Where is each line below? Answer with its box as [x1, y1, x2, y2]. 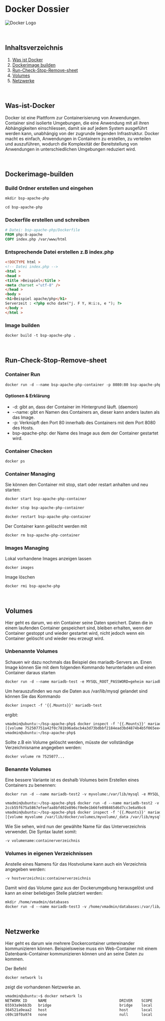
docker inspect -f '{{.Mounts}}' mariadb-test [5, 703, 102, 708]
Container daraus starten [5, 669, 55, 675]
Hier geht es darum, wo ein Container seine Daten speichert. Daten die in [5, 620, 153, 626]
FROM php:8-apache [5, 232, 43, 237]
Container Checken [5, 447, 53, 454]
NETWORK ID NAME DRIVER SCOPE [5, 998, 153, 1003]
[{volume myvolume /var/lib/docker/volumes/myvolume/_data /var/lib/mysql [5, 814, 162, 819]
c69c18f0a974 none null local [5, 1012, 153, 1017]
